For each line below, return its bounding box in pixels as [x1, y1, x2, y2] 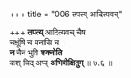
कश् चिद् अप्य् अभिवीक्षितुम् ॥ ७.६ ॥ [9, 57, 113, 68]
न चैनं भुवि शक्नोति [9, 47, 63, 58]
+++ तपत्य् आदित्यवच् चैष [9, 27, 86, 37]
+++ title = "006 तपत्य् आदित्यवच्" [9, 9, 123, 19]
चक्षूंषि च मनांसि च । [9, 37, 67, 47]
